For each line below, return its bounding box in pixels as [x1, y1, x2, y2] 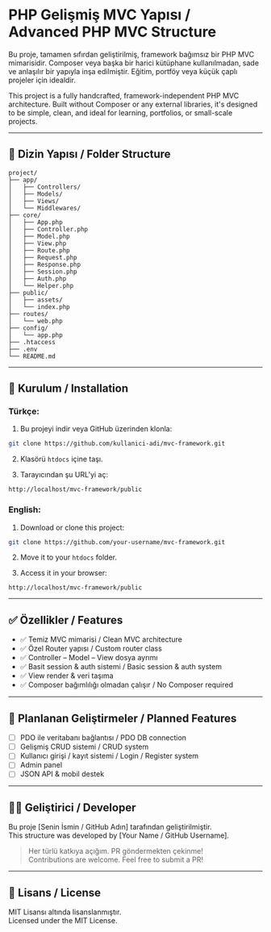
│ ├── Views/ [8, 197, 60, 205]
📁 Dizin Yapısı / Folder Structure [8, 148, 171, 161]
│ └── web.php [8, 317, 63, 325]
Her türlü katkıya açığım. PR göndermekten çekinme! [27, 847, 204, 856]
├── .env [8, 345, 38, 353]
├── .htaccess [8, 338, 56, 346]
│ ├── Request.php [8, 253, 78, 261]
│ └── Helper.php [8, 281, 74, 289]
